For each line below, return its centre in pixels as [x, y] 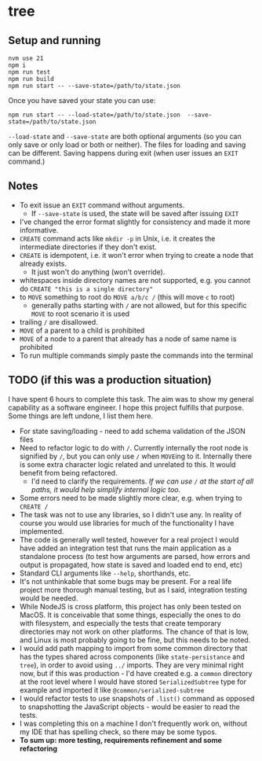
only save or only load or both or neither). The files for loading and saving [127, 145]
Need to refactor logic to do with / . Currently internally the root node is [134, 447]
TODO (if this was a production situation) [110, 380]
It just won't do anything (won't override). [98, 272]
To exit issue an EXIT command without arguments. [102, 205]
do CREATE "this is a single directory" [86, 289]
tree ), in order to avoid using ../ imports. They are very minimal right [132, 665]
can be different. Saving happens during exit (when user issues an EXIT [123, 153]
